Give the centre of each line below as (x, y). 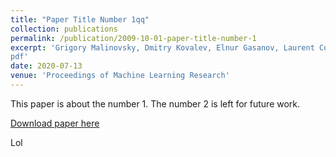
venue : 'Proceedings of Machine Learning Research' (120, 76)
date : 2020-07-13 (46, 66)
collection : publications (64, 29)
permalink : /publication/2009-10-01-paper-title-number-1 (133, 38)
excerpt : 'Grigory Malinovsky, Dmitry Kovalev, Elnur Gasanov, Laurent (162, 47)
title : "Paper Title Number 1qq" (80, 19)
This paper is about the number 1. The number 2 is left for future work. (155, 103)
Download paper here (55, 123)
